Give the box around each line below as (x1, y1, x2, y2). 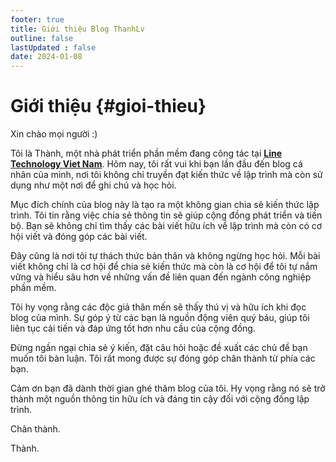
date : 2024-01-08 (10, 52, 83, 62)
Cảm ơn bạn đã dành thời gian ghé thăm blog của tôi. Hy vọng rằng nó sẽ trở (10, 382, 326, 395)
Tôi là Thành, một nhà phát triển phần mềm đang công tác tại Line (10, 147, 283, 160)
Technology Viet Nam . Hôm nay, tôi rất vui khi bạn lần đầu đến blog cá (10, 158, 303, 170)
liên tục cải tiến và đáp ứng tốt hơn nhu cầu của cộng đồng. (10, 322, 256, 335)
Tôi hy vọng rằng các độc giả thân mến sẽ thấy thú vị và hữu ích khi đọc (10, 301, 307, 313)
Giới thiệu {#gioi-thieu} (10, 95, 207, 118)
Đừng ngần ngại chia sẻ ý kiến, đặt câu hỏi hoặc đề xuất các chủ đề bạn (10, 342, 308, 354)
